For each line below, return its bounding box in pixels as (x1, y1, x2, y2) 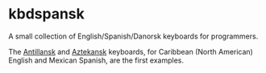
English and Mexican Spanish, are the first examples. (8, 55, 184, 65)
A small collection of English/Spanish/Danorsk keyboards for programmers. (8, 31, 259, 41)
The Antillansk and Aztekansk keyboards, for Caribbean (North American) (8, 47, 254, 56)
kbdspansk (8, 5, 85, 23)
